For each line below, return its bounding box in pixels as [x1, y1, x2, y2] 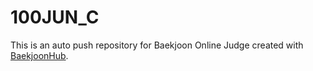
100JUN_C [10, 6, 100, 29]
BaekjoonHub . [10, 49, 69, 61]
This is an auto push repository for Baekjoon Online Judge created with [10, 39, 304, 51]
